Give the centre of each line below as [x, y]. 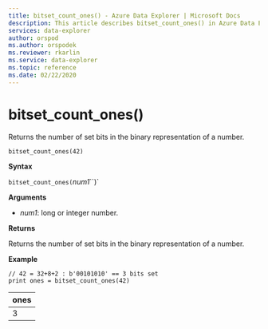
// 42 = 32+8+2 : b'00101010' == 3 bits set [83, 274]
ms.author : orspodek [43, 46]
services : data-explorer [49, 30]
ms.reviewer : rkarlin [44, 53]
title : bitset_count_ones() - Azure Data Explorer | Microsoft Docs [124, 16]
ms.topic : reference [43, 68]
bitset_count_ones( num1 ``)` [54, 181]
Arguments [28, 197]
